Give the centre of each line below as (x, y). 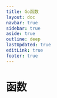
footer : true (22, 56)
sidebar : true (24, 28)
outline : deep (24, 39)
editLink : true (25, 50)
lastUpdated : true (28, 45)
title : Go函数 (23, 12)
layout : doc (21, 17)
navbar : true (22, 23)
